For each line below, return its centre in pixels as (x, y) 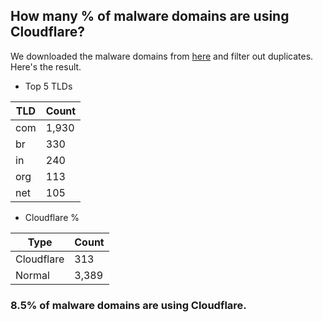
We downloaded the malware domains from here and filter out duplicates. (162, 56)
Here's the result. (46, 66)
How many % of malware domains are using (150, 16)
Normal (32, 275)
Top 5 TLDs (48, 86)
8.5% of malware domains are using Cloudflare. (128, 305)
